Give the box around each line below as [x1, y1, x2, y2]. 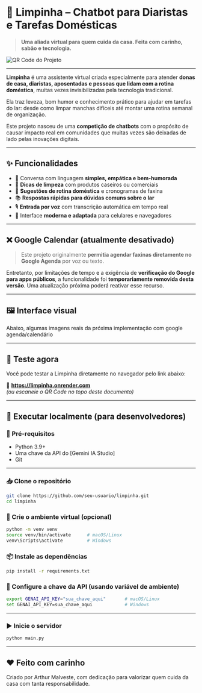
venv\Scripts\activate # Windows [6, 538, 112, 544]
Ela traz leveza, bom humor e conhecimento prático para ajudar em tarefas [6, 98, 192, 105]
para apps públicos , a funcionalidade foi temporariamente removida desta [6, 275, 194, 283]
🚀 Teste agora [6, 354, 59, 364]
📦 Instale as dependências [6, 552, 88, 560]
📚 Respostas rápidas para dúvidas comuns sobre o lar [14, 194, 155, 201]
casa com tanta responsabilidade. [6, 680, 90, 688]
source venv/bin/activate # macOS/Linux [6, 532, 122, 538]
